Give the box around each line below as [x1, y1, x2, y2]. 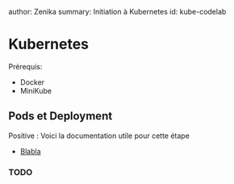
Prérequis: [8, 61, 43, 71]
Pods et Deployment [8, 109, 113, 123]
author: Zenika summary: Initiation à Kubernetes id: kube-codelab [8, 7, 227, 16]
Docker [19, 77, 45, 87]
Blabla [19, 146, 42, 156]
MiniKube [19, 86, 52, 95]
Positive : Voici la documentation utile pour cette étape [8, 131, 190, 140]
